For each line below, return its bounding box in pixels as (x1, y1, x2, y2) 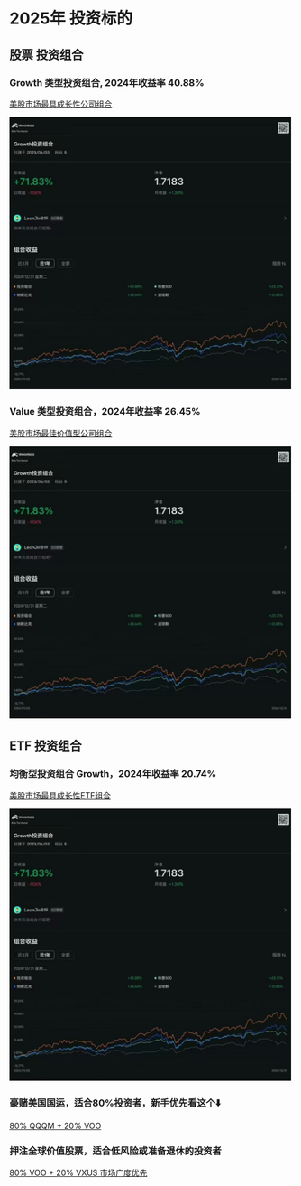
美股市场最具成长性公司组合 (9, 98, 113, 109)
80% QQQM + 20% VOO (9, 1121, 102, 1132)
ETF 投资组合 (9, 738, 83, 754)
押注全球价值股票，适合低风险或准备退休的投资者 (9, 1144, 223, 1157)
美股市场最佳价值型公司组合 (9, 427, 113, 438)
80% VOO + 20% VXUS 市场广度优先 (9, 1167, 148, 1178)
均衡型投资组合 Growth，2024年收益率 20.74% (9, 768, 217, 780)
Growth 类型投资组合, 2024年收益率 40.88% (9, 76, 205, 89)
